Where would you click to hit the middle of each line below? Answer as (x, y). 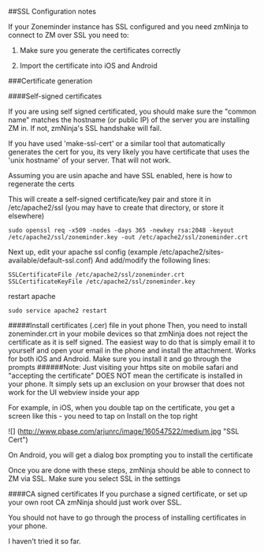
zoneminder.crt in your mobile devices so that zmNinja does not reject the (128, 334)
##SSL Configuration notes (52, 11)
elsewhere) (26, 216)
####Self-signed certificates (55, 96)
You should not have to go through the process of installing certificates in (127, 517)
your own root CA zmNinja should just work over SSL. (95, 502)
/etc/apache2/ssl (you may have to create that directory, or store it (116, 207)
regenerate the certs (41, 184)
